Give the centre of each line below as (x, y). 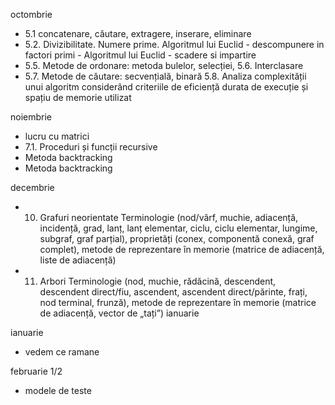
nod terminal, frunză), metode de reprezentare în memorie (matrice (178, 302)
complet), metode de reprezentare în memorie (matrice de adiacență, (182, 249)
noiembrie (31, 117)
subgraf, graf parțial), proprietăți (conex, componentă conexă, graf (177, 238)
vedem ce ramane (62, 352)
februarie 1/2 (36, 371)
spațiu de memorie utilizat (78, 97)
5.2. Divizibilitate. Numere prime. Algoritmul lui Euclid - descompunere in (174, 44)
